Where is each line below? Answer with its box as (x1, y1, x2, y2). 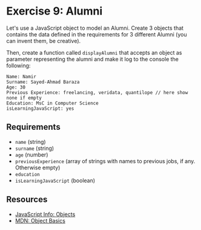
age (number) (15, 151, 48, 158)
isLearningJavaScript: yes (6, 105, 74, 112)
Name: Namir (6, 73, 36, 79)
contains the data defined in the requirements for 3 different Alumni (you (6, 30, 187, 38)
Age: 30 (6, 84, 26, 90)
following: (6, 62, 31, 69)
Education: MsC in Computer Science (6, 100, 99, 106)
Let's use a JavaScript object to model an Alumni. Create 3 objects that (6, 24, 183, 32)
